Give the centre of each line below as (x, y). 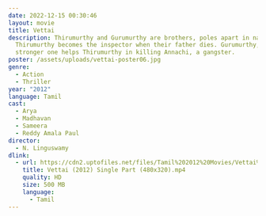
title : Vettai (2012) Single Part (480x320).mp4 (104, 170)
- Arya (26, 112)
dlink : (19, 155)
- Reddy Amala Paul (47, 133)
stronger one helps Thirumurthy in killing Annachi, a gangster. (125, 52)
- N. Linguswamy (42, 148)
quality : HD (42, 178)
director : (25, 140)
